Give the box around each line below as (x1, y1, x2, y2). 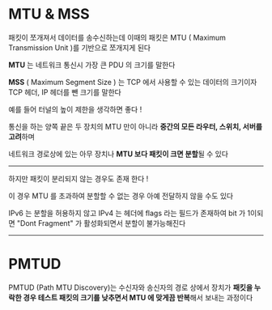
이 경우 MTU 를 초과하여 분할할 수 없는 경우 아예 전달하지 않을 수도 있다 (8, 191, 233, 201)
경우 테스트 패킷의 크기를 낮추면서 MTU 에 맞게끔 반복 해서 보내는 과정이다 (23, 292, 253, 302)
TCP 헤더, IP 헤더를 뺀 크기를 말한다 (8, 87, 121, 97)
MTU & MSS (8, 5, 91, 23)
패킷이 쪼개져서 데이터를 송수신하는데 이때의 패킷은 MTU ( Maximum (8, 32, 227, 42)
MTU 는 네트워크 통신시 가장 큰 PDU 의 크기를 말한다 (8, 60, 176, 70)
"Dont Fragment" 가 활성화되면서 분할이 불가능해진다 (16, 218, 186, 227)
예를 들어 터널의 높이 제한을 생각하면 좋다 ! (8, 104, 142, 114)
